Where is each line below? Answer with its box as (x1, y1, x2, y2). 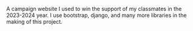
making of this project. (6, 18, 63, 25)
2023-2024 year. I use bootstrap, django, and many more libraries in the (6, 12, 187, 19)
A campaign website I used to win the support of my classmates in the (6, 5, 182, 12)
